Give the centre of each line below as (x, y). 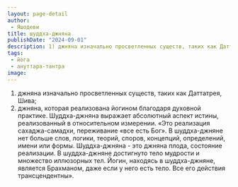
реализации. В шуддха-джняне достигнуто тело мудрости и (108, 153)
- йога (20, 60)
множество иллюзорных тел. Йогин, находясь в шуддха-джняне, (117, 160)
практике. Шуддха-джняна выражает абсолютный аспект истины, (118, 115)
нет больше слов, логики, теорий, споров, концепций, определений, (121, 138)
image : (17, 73)
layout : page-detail (38, 14)
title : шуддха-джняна (39, 34)
